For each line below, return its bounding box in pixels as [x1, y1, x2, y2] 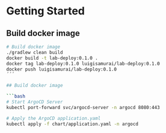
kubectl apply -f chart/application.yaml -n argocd [6, 121, 138, 127]
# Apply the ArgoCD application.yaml [6, 115, 101, 121]
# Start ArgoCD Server [6, 99, 63, 105]
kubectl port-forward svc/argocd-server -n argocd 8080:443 [6, 104, 161, 110]
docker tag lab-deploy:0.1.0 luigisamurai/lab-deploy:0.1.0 [6, 61, 161, 66]
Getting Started [6, 4, 85, 18]
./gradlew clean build [6, 49, 63, 55]
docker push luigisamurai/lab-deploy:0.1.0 [6, 66, 117, 72]
